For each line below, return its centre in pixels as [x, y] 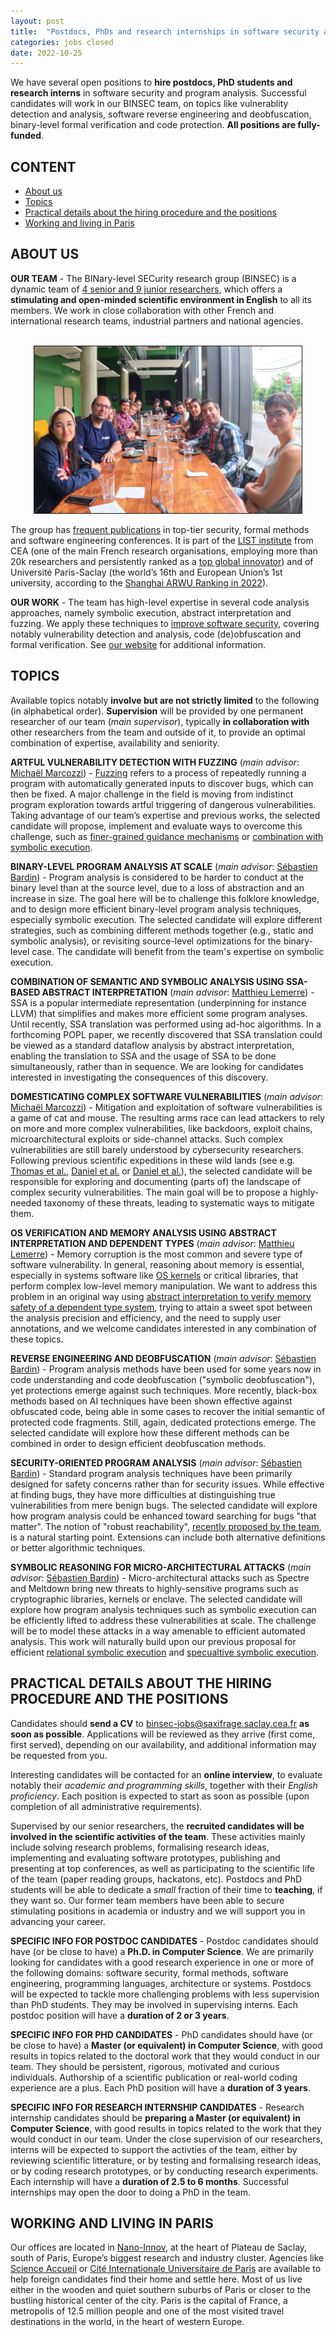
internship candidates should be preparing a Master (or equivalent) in [155, 2117]
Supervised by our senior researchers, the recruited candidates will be [157, 1826]
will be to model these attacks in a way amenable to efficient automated [158, 1631]
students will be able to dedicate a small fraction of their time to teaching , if [166, 1889]
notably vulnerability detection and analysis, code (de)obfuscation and [156, 634]
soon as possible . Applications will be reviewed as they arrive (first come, [163, 1734]
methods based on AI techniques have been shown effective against [151, 1401]
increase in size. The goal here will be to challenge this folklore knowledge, [165, 898]
